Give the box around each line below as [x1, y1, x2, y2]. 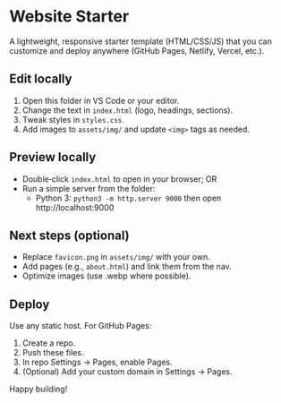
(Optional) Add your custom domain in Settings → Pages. [21, 366, 233, 377]
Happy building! [9, 383, 68, 395]
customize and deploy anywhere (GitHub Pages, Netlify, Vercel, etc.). [9, 45, 265, 56]
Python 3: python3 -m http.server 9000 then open [35, 193, 222, 203]
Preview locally [9, 150, 97, 165]
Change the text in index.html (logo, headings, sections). [21, 105, 234, 116]
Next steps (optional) [9, 227, 130, 243]
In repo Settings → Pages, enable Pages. [21, 356, 173, 368]
